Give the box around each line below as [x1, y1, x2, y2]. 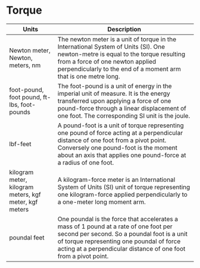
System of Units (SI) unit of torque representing [57, 182, 190, 191]
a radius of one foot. [57, 158, 114, 166]
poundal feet [9, 233, 45, 241]
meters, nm [9, 61, 41, 69]
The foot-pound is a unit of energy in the [57, 81, 172, 90]
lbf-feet [9, 140, 32, 148]
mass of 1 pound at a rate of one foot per [57, 222, 173, 231]
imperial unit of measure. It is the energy [57, 89, 171, 97]
